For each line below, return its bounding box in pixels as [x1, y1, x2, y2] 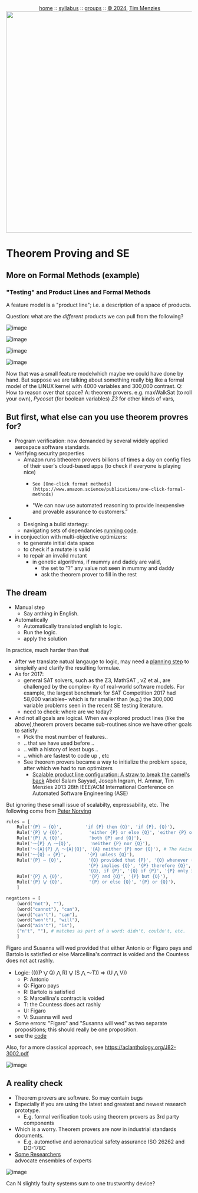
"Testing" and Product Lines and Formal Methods [6, 288, 151, 296]
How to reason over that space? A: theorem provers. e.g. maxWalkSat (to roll [6, 389, 193, 396]
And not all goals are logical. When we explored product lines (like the [14, 714, 184, 721]
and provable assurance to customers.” [32, 508, 128, 515]
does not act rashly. [6, 957, 54, 964]
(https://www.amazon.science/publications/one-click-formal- [32, 486, 186, 492]
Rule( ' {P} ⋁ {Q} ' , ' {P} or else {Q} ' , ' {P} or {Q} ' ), [16, 879, 176, 885]
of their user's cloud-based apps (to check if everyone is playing [23, 462, 181, 469]
